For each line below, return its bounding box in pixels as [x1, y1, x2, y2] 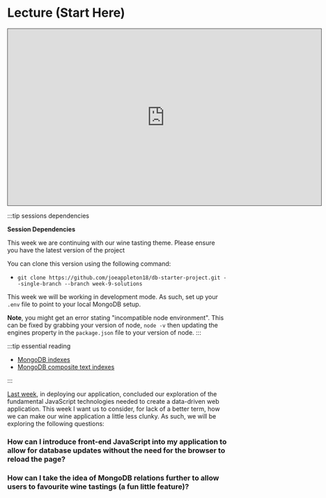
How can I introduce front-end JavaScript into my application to [7, 437, 227, 446]
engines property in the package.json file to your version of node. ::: [7, 328, 202, 336]
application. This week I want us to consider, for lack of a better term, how [7, 405, 221, 413]
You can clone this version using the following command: [7, 259, 171, 268]
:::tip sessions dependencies [7, 211, 89, 220]
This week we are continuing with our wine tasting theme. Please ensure [7, 239, 215, 247]
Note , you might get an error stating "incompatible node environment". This [7, 313, 224, 322]
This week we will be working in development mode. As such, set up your [7, 292, 218, 301]
